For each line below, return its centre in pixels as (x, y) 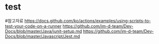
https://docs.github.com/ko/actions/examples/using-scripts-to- (88, 21)
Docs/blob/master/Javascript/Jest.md (43, 36)
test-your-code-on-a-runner (33, 26)
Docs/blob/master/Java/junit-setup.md (43, 31)
